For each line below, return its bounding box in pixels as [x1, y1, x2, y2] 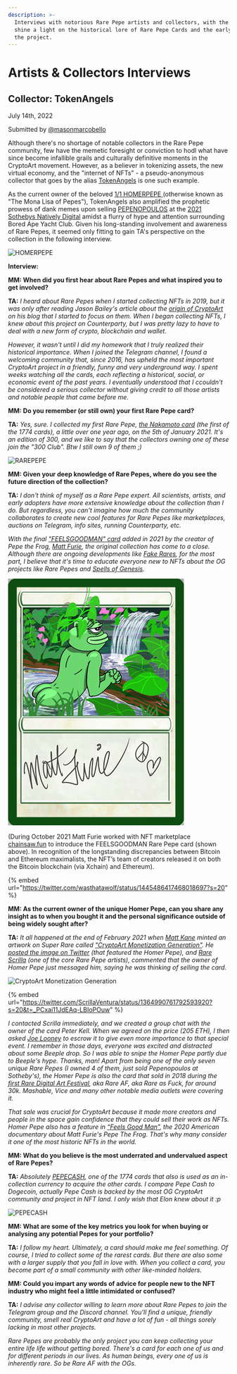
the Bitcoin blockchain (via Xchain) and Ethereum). [8, 862, 155, 871]
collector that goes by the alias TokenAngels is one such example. [8, 176, 200, 185]
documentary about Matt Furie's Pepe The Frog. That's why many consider [8, 1130, 227, 1139]
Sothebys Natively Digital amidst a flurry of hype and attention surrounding [8, 212, 225, 221]
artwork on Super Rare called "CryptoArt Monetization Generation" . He [8, 941, 214, 949]
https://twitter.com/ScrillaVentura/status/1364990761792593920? [22, 998, 213, 1007]
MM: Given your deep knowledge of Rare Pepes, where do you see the [8, 470, 217, 478]
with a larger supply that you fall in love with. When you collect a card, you [8, 1258, 226, 1267]
